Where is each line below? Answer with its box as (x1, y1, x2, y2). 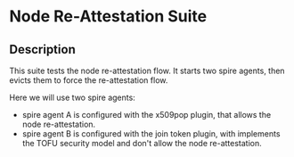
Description (9, 42, 76, 57)
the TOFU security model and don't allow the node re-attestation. (21, 138, 263, 148)
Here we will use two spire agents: (9, 92, 135, 103)
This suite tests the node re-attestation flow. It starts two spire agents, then (9, 65, 285, 76)
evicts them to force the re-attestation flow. (9, 75, 168, 86)
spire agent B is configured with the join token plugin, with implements (21, 128, 281, 139)
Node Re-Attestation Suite (9, 6, 208, 27)
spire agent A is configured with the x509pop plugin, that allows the (21, 110, 272, 120)
